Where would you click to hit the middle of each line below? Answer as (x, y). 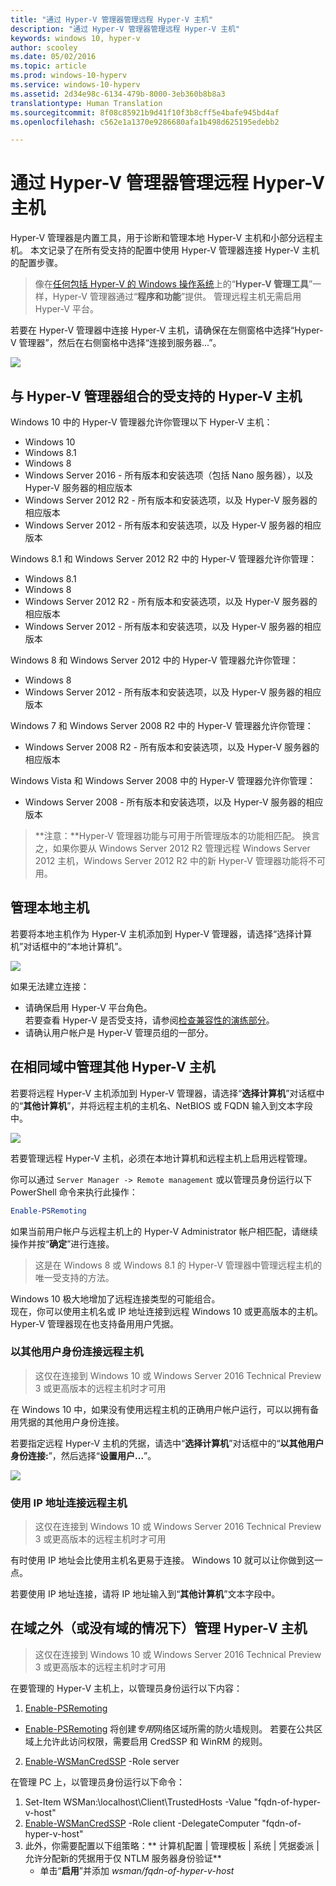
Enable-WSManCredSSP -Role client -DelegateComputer (142, 1823)
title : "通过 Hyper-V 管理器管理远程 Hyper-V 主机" (112, 19)
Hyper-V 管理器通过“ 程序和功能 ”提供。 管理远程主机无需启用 (177, 297)
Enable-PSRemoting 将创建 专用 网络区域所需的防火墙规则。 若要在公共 (169, 1728)
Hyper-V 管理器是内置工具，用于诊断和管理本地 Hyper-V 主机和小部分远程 (162, 238)
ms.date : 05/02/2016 (53, 57)
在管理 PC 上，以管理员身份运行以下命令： (98, 1782)
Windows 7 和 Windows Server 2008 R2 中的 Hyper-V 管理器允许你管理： (162, 725)
